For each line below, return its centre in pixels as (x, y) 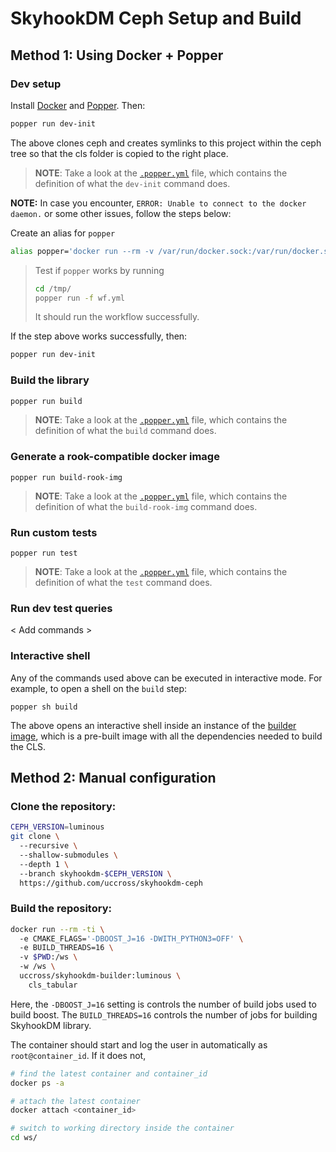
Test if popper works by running (99, 270)
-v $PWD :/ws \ (48, 957)
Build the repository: (61, 909)
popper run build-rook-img (66, 477)
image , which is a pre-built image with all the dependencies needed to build (166, 736)
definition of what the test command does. (123, 583)
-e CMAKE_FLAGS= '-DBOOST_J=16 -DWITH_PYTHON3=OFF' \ (131, 938)
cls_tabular (53, 985)
